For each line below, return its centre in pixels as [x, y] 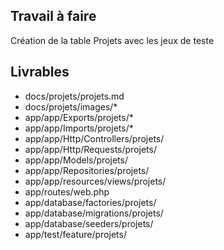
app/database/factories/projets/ [90, 202]
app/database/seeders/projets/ [89, 223]
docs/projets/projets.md [74, 96]
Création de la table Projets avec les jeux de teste [112, 40]
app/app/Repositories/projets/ [87, 170]
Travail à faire [53, 16]
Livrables [40, 72]
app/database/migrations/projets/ [94, 213]
